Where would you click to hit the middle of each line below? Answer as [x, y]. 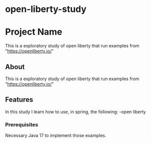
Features [19, 100]
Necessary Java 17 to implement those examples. [56, 136]
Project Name [34, 32]
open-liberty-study [46, 9]
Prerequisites [22, 125]
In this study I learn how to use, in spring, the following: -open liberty [75, 112]
